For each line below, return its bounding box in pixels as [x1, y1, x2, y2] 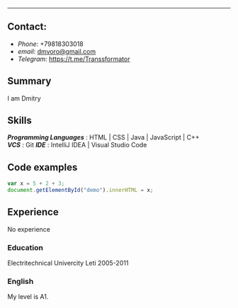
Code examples [7, 161, 78, 173]
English [7, 277, 34, 287]
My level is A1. [7, 292, 49, 301]
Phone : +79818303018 [17, 40, 84, 48]
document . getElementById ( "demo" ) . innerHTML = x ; [7, 187, 154, 194]
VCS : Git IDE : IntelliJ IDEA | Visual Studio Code [7, 141, 147, 149]
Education [7, 242, 44, 252]
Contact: [7, 21, 47, 33]
